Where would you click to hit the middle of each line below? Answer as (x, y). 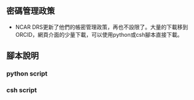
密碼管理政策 (31, 11)
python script (27, 74)
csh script (22, 90)
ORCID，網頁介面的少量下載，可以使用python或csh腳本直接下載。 (99, 34)
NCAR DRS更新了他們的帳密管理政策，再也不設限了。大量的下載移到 (102, 27)
